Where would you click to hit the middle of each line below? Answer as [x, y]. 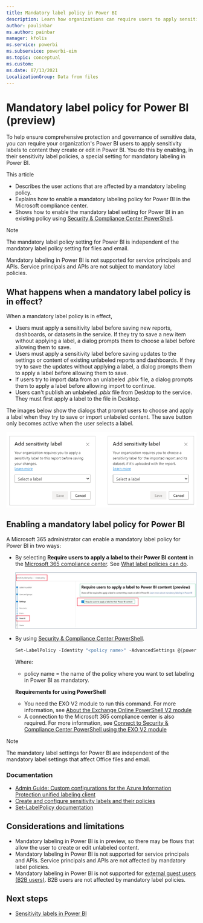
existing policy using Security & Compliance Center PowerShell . [94, 219]
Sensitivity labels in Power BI [51, 913]
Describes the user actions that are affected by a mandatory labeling [100, 186]
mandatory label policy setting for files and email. [68, 248]
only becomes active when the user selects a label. [70, 424]
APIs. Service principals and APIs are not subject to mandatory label [91, 267]
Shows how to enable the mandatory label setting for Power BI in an [99, 212]
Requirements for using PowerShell [60, 691]
